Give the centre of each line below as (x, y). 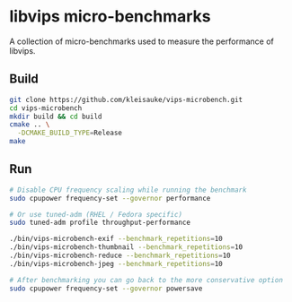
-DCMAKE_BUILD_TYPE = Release (70, 133)
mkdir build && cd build (56, 116)
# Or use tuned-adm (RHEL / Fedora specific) (96, 214)
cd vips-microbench (46, 108)
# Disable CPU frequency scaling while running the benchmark (128, 190)
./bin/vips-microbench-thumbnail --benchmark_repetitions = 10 (126, 247)
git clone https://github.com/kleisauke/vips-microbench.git (126, 99)
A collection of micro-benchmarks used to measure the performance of (142, 41)
